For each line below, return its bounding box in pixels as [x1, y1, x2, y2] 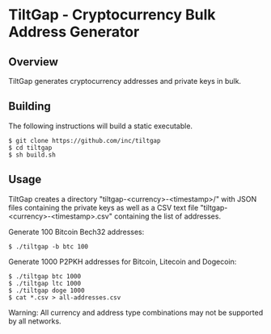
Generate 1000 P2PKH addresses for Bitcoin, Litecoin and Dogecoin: [8, 257, 237, 266]
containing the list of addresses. [114, 211, 221, 221]
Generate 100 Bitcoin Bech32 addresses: [8, 227, 145, 236]
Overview [8, 55, 59, 69]
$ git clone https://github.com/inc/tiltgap [8, 136, 161, 144]
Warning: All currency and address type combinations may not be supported [8, 307, 264, 317]
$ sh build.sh [8, 151, 57, 159]
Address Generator [8, 23, 140, 41]
